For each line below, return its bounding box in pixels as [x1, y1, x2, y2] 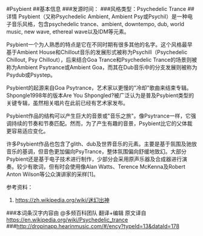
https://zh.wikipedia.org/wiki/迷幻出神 [15, 197, 110, 203]
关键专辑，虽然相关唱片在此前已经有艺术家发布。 [6, 99, 128, 106]
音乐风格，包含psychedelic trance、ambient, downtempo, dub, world [11, 21, 185, 27]
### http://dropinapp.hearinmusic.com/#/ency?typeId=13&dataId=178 [6, 223, 180, 229]
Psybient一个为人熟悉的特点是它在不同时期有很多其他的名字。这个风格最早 [6, 41, 193, 48]
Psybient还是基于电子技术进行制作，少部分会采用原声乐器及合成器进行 [6, 155, 182, 163]
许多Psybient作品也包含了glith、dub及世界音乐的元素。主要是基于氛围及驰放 [6, 140, 197, 147]
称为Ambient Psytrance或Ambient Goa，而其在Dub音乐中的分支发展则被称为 [6, 64, 198, 71]
